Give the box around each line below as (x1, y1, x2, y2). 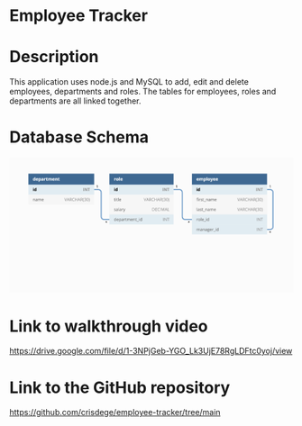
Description (9, 47, 99, 68)
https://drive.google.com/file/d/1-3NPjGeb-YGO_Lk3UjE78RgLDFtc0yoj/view (9, 346, 293, 357)
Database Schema (9, 127, 150, 148)
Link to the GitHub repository (9, 377, 231, 397)
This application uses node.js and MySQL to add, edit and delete (9, 77, 250, 87)
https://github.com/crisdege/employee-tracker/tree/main (9, 407, 221, 418)
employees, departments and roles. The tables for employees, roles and (9, 86, 277, 97)
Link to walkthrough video (9, 316, 209, 336)
